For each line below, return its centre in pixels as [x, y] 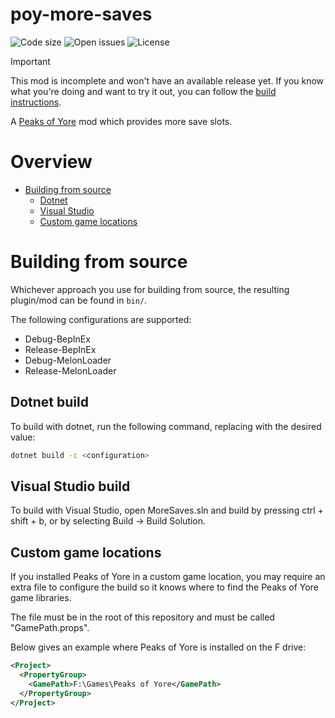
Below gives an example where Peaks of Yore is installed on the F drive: [158, 647]
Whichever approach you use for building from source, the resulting [150, 289]
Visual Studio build [70, 486]
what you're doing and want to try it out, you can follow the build [143, 91]
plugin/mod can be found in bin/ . [79, 300]
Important [30, 61]
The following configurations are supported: [101, 319]
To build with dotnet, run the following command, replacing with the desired [166, 426]
